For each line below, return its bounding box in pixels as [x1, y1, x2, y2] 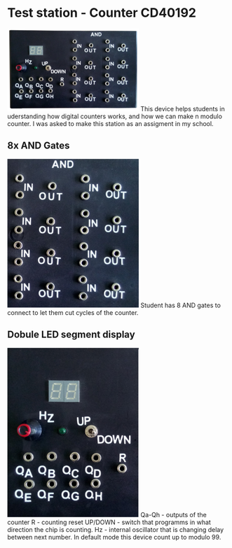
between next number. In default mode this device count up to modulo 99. [7, 533, 221, 541]
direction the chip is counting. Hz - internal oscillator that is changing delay [7, 525, 224, 533]
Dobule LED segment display [7, 329, 135, 341]
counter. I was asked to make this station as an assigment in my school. [7, 119, 214, 127]
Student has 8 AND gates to [139, 301, 221, 309]
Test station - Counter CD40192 [7, 5, 196, 21]
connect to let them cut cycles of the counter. [7, 308, 139, 316]
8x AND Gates [7, 140, 70, 152]
